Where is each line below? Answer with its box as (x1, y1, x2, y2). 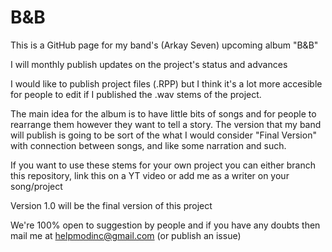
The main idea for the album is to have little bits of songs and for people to (10, 107, 317, 120)
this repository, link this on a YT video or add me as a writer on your (10, 169, 290, 181)
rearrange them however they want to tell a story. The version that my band (10, 118, 322, 130)
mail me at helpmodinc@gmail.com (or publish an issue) (10, 229, 242, 241)
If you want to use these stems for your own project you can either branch (10, 159, 317, 171)
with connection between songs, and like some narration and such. (10, 139, 287, 151)
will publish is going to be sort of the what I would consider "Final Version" (10, 129, 317, 141)
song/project (10, 180, 63, 192)
